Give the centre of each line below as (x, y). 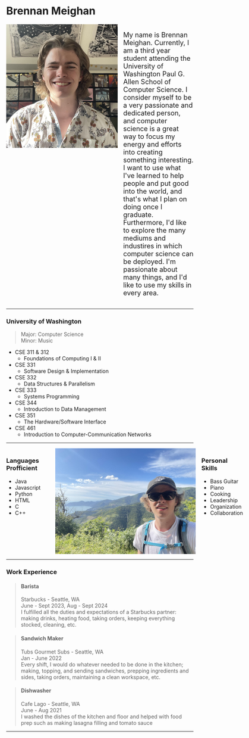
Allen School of (147, 82)
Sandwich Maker (42, 638)
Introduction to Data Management (65, 409)
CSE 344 (26, 403)
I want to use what (152, 168)
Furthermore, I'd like (155, 222)
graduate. (138, 214)
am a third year (147, 50)
